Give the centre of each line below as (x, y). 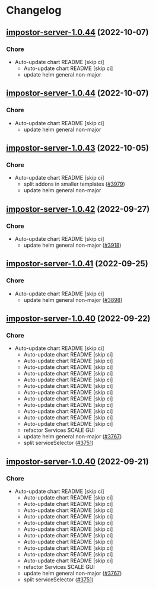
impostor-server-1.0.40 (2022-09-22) (78, 319)
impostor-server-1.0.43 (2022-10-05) (78, 148)
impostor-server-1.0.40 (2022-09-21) (78, 461)
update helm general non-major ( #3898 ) (73, 300)
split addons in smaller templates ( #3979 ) (74, 184)
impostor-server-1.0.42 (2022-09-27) (78, 209)
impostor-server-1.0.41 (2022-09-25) (77, 264)
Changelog (34, 10)
